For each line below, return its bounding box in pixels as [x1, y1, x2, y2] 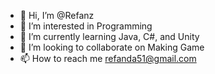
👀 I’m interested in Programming [19, 20, 153, 32]
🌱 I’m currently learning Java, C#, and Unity [19, 31, 200, 42]
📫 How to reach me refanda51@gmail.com [19, 53, 197, 64]
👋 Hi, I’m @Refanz [19, 10, 95, 21]
